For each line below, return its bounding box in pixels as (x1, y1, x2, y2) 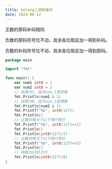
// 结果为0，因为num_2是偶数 (14, 98, 68, 104)
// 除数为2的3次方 (14, 150, 48, 155)
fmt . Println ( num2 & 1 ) (14, 103, 61, 108)
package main (5, 57, 32, 62)
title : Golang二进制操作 (5, 7, 53, 12)
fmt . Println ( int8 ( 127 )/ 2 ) (14, 131, 68, 136)
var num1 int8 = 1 (14, 80, 52, 85)
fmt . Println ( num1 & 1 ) (14, 94, 61, 99)
